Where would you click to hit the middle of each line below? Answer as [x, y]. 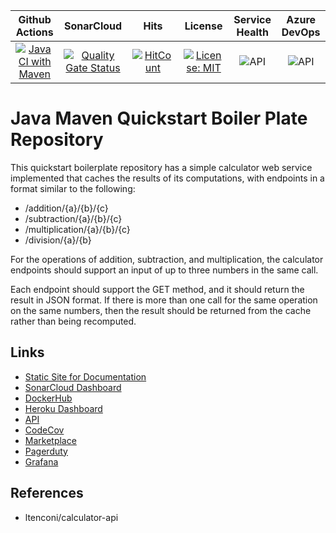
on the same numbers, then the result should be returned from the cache [161, 310]
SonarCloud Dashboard [73, 387]
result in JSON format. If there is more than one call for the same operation [164, 300]
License [203, 26]
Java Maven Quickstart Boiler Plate [159, 118]
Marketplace [50, 440]
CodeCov [44, 430]
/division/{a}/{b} [58, 240]
